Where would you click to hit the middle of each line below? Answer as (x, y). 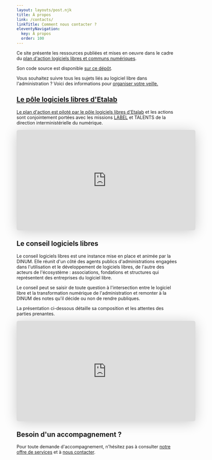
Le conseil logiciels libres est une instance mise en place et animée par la (94, 256)
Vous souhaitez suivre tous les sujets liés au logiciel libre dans (82, 78)
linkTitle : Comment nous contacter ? (57, 24)
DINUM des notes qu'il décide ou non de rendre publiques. (78, 298)
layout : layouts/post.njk (44, 10)
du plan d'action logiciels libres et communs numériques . (77, 58)
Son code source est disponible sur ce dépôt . (64, 68)
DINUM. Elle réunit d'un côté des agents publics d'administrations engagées (97, 261)
